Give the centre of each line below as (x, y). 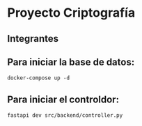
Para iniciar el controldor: (63, 99)
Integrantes (33, 39)
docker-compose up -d (39, 78)
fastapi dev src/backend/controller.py (65, 116)
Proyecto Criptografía (71, 13)
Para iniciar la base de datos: (71, 62)
